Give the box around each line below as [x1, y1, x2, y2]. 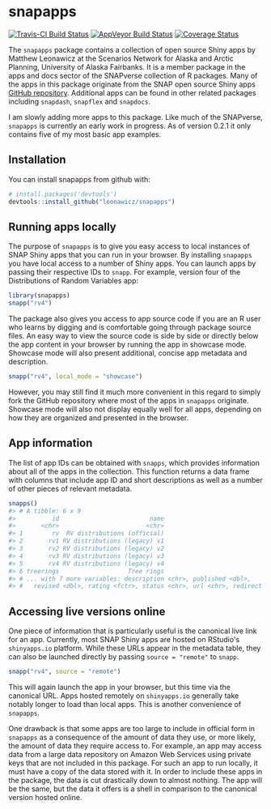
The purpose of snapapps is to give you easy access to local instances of [8, 241, 251, 251]
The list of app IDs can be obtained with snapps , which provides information [8, 458, 260, 467]
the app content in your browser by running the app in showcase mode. [8, 339, 247, 350]
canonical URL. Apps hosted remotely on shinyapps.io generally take [8, 691, 239, 700]
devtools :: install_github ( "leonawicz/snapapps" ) [8, 198, 176, 206]
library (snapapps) [8, 292, 70, 300]
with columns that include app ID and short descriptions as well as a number [8, 475, 263, 484]
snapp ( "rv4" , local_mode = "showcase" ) [8, 373, 143, 381]
